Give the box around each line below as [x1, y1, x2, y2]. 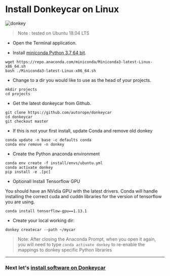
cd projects [5, 91, 30, 97]
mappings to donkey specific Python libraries [17, 247, 112, 253]
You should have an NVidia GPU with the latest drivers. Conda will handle [5, 188, 158, 194]
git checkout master [5, 119, 49, 124]
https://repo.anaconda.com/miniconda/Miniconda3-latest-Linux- [16, 59, 153, 64]
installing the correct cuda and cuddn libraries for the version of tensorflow [5, 193, 162, 199]
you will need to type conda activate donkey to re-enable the [17, 241, 145, 247]
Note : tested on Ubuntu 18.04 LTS [17, 30, 90, 36]
